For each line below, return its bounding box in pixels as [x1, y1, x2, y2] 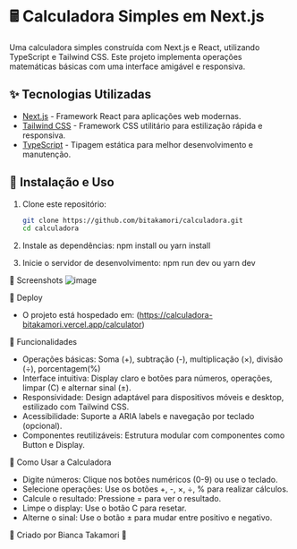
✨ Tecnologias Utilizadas [9, 87, 152, 102]
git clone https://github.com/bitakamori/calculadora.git [21, 216, 243, 225]
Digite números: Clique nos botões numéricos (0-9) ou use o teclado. [21, 475, 278, 485]
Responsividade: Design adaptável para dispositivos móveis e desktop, [21, 392, 284, 403]
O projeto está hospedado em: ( [21, 310, 140, 321]
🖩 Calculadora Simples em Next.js [9, 6, 266, 27]
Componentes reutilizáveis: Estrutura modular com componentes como [21, 430, 285, 441]
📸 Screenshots [9, 275, 64, 286]
